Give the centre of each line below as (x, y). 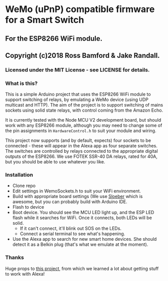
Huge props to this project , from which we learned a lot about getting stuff (82, 268)
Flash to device (28, 207)
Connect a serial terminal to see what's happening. (72, 234)
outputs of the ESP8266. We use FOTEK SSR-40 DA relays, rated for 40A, (81, 156)
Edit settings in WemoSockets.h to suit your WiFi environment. (77, 191)
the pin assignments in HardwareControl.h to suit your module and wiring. (81, 131)
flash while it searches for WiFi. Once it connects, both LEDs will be (82, 218)
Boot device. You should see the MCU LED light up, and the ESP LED (83, 213)
